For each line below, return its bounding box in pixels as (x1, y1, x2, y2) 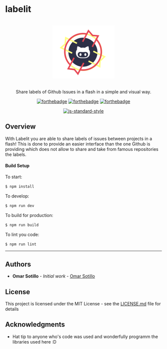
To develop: (5, 193, 29, 199)
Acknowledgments (5, 320, 66, 329)
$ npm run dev (5, 203, 35, 208)
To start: (5, 174, 22, 180)
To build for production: (5, 212, 54, 218)
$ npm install (5, 184, 35, 189)
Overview (5, 123, 36, 131)
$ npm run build (5, 222, 39, 227)
